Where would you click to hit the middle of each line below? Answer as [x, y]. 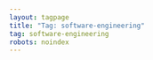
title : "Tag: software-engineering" [77, 26]
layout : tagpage [39, 17]
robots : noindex [39, 42]
